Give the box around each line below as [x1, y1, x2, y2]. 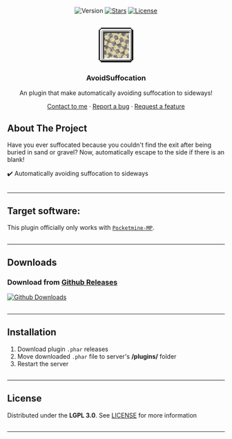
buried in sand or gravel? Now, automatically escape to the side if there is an [7, 148, 225, 156]
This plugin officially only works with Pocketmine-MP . [7, 224, 155, 232]
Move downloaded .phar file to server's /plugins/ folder [17, 352, 177, 360]
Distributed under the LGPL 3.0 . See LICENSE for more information [7, 411, 197, 419]
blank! [7, 156, 25, 164]
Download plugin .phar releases [17, 345, 108, 353]
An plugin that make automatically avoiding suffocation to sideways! [19, 89, 213, 97]
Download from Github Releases [7, 278, 118, 287]
